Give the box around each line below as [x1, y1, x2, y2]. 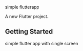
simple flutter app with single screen [5, 40, 79, 46]
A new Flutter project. [5, 14, 49, 19]
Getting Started [5, 28, 53, 36]
